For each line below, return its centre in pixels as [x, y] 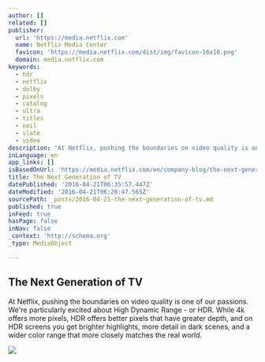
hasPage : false [33, 221]
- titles [30, 119]
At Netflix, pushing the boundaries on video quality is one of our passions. [129, 301]
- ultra [28, 111]
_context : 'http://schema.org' [60, 236]
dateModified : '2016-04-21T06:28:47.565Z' [79, 192]
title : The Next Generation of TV [65, 177]
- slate [28, 133]
